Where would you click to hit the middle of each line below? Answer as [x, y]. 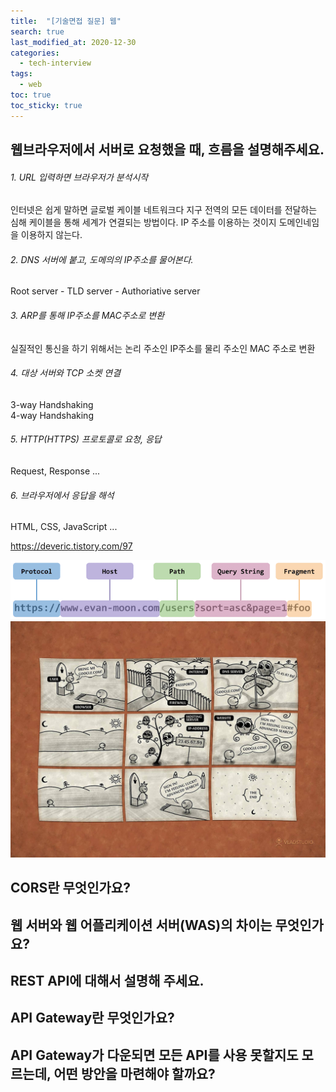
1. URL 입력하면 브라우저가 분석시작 [79, 177]
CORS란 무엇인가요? [70, 888]
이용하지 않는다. [51, 235]
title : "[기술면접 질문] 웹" [66, 21]
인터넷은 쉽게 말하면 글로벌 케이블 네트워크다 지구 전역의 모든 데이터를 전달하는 [164, 210]
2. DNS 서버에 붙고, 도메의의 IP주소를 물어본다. [102, 259]
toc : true [31, 95]
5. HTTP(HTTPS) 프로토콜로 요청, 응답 [86, 439]
